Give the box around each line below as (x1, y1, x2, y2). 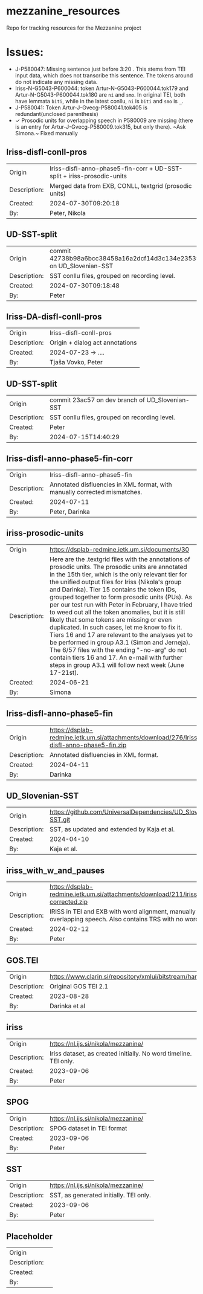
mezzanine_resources (6, 4, 120, 18)
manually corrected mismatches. (49, 488, 143, 496)
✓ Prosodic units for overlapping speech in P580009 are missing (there (14, 117, 193, 124)
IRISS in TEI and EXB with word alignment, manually (49, 907, 196, 916)
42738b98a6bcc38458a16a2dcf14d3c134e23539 (49, 254, 201, 262)
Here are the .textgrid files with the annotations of (49, 555, 190, 563)
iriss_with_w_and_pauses (6, 865, 105, 875)
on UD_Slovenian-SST (49, 262, 114, 270)
